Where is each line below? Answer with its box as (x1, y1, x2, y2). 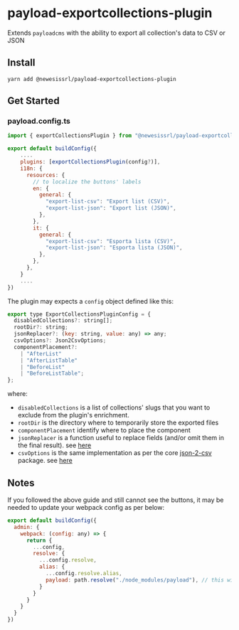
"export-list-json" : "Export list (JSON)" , (45, 205, 176, 212)
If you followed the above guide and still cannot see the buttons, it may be (7, 496, 224, 504)
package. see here (17, 457, 73, 465)
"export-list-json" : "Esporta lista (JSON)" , (45, 244, 183, 252)
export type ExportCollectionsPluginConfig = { (7, 311, 152, 318)
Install (7, 57, 36, 69)
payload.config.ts (7, 116, 71, 126)
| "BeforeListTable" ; (20, 370, 84, 378)
